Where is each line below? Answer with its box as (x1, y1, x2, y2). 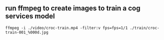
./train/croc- (130, 25, 159, 30)
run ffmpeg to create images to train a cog (5, 4, 141, 13)
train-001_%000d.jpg (5, 30, 49, 35)
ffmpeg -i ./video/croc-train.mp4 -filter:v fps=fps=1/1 (5, 25, 128, 30)
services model (5, 12, 55, 21)
